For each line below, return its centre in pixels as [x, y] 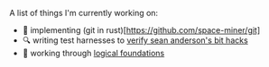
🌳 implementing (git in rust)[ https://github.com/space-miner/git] [141, 30]
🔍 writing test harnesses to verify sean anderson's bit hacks [135, 40]
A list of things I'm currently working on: [84, 13]
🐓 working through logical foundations [93, 53]
